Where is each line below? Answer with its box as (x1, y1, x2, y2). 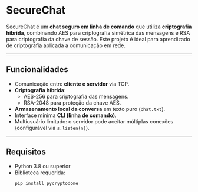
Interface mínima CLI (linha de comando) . (14, 112, 117, 119)
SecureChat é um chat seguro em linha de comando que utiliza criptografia (6, 23, 192, 30)
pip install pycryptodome (14, 180, 78, 186)
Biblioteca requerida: (14, 169, 66, 176)
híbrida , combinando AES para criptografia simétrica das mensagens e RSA (6, 29, 190, 36)
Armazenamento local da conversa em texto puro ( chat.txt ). (14, 105, 166, 112)
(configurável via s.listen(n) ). (14, 124, 90, 131)
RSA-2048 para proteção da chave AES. (23, 99, 121, 106)
